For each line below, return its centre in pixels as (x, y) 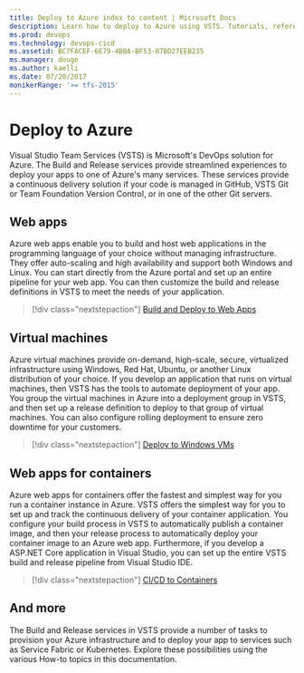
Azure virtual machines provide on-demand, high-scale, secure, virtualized (149, 360)
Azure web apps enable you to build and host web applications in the (138, 244)
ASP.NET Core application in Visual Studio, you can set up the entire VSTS (148, 553)
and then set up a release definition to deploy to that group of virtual (137, 408)
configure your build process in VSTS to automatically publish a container (147, 524)
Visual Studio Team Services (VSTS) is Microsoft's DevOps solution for (142, 155)
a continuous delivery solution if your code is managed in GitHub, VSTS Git (149, 184)
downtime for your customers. (66, 428)
